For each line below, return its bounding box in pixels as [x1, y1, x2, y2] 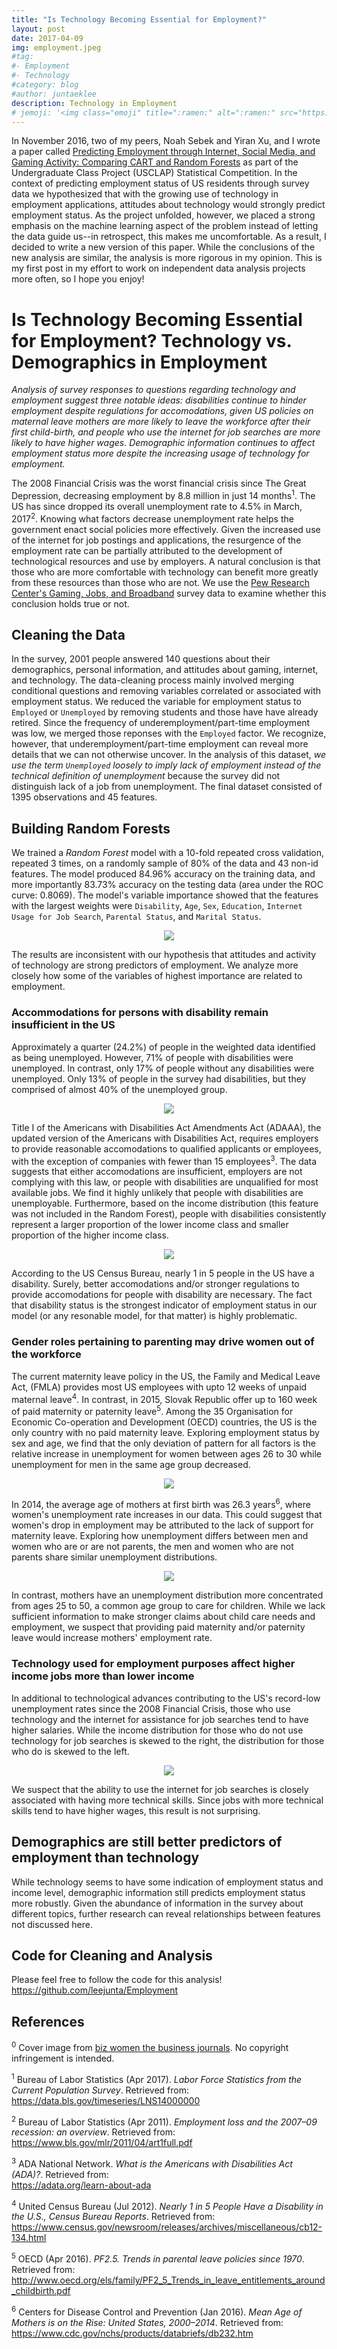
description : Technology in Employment [11, 98, 178, 108]
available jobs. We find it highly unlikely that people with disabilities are [11, 1187, 304, 1199]
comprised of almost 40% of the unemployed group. [11, 1083, 228, 1095]
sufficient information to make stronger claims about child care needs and [11, 1611, 316, 1623]
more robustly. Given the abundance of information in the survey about [11, 1897, 304, 1909]
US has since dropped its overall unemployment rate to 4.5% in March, [11, 500, 303, 512]
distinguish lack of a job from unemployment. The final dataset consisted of [11, 781, 323, 793]
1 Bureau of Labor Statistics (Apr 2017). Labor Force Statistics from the [11, 2071, 303, 2085]
